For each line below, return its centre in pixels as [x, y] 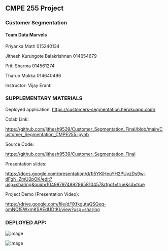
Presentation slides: [26, 163]
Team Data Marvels [26, 34]
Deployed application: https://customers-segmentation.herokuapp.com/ [80, 109]
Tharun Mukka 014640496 [33, 75]
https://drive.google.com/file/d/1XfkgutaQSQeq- [56, 204]
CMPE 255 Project [35, 8]
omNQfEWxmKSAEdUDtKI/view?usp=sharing [53, 209]
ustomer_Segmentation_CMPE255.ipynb [47, 134]
